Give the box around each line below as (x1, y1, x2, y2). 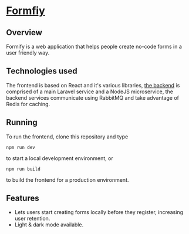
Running (6, 117, 38, 127)
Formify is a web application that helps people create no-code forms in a (6, 43, 182, 50)
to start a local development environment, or (6, 154, 113, 162)
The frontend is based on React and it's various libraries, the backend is (6, 82, 180, 89)
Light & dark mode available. (14, 221, 84, 228)
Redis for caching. (6, 100, 50, 107)
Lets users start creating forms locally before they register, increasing (14, 209, 184, 216)
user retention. (14, 215, 50, 222)
